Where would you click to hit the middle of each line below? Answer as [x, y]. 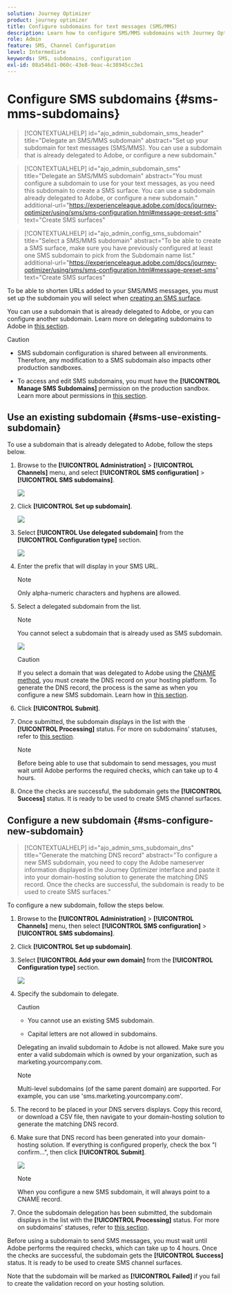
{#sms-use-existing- [174, 417]
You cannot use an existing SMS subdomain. [91, 1020]
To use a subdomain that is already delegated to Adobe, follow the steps [110, 445]
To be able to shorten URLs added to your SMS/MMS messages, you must [113, 290]
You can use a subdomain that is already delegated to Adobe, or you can [110, 311]
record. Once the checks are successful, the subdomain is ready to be [124, 884]
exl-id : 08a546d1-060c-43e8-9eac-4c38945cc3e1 [75, 65]
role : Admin [24, 39]
